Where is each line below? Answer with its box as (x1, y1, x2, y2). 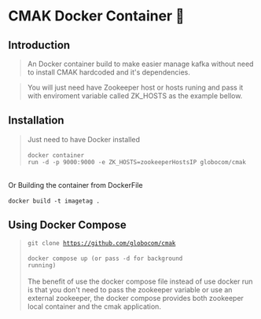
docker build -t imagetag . (8, 196, 101, 205)
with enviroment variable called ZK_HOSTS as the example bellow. (27, 91, 243, 101)
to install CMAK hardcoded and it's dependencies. (27, 68, 190, 77)
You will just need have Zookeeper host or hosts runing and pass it (27, 82, 244, 92)
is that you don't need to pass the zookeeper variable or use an (27, 284, 233, 294)
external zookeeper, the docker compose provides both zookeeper (27, 293, 244, 302)
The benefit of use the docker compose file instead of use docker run (27, 277, 253, 286)
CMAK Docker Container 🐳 (8, 7, 185, 25)
